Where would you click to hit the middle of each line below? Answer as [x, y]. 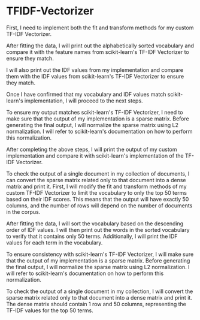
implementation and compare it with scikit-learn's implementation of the [95, 156]
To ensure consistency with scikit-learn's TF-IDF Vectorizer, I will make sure [100, 254]
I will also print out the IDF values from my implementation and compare [95, 70]
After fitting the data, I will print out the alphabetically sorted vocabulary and [100, 46]
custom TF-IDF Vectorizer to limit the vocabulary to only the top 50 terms [97, 192]
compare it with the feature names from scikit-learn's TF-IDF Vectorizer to [98, 52]
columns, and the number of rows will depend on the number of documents [99, 206]
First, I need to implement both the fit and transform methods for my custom [100, 28]
